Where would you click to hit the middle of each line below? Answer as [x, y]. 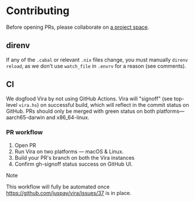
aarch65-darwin [25, 117]
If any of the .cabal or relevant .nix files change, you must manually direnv [97, 59]
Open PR [25, 145]
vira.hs [28, 105]
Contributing [38, 11]
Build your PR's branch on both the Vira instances [74, 157]
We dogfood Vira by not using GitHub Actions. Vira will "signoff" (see [89, 99]
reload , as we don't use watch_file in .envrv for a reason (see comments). [96, 66]
